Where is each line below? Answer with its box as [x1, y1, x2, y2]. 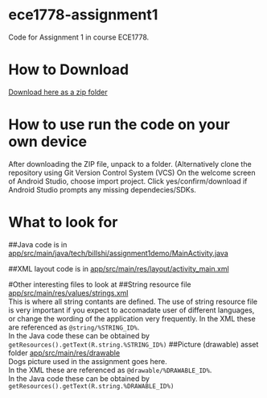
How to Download [8, 60, 129, 79]
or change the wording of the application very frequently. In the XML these [8, 313, 256, 323]
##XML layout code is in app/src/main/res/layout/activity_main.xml [8, 263, 229, 273]
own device [8, 133, 88, 151]
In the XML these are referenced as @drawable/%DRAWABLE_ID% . [8, 365, 212, 375]
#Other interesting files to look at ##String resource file [8, 280, 191, 289]
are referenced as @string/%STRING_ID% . [8, 322, 140, 332]
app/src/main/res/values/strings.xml [8, 288, 129, 297]
